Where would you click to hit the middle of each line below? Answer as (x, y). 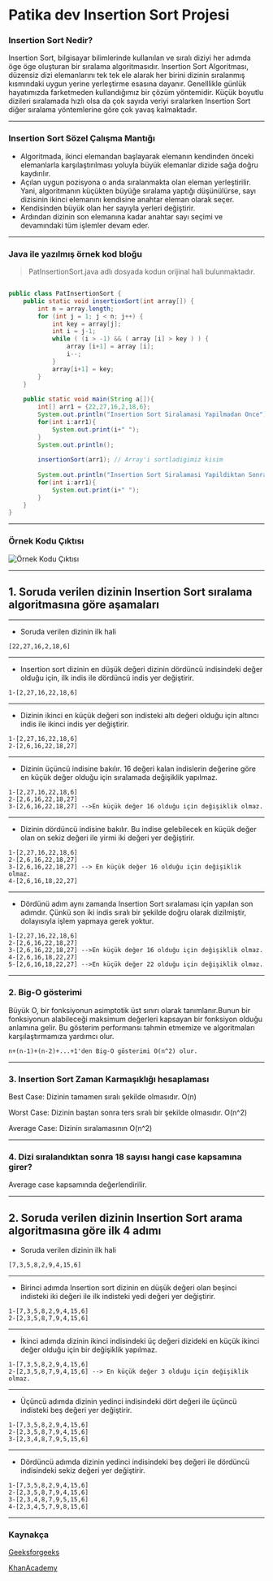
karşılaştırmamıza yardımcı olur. (61, 1036)
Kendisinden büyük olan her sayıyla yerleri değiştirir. (108, 208)
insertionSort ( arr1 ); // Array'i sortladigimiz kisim (130, 460)
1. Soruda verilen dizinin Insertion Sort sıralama (130, 592)
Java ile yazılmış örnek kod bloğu (75, 253)
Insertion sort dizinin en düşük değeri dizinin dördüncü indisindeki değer (141, 669)
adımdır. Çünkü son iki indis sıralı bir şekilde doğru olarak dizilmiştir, (133, 912)
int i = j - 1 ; (74, 331)
